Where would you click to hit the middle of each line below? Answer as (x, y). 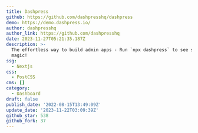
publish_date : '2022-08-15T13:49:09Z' (54, 104)
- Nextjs (22, 66)
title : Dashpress (27, 11)
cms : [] (16, 83)
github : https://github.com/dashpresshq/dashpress (70, 17)
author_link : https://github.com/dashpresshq (63, 34)
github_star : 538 (27, 115)
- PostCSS (23, 77)
